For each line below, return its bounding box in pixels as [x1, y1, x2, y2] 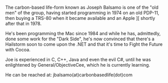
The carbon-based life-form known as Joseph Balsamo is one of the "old [5, 5, 159, 10]
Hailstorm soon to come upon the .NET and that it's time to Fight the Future [5, 41, 163, 47]
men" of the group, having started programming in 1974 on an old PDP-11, [5, 10, 159, 16]
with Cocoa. [5, 47, 31, 52]
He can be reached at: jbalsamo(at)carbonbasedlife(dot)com [5, 72, 133, 78]
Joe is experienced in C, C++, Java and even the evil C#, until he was [5, 57, 151, 63]
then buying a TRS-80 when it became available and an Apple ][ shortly [5, 15, 155, 21]
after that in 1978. [5, 20, 42, 26]
